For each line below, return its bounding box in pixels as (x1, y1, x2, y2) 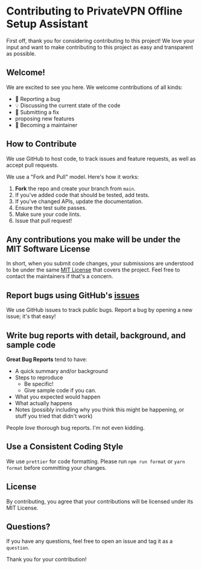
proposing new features (14, 115, 75, 122)
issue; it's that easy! (6, 313, 56, 320)
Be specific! (24, 380, 54, 388)
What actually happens (14, 400, 72, 406)
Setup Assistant (6, 17, 89, 31)
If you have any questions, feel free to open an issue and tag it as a (6, 538, 173, 545)
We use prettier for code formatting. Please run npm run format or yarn (6, 458, 185, 465)
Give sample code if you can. (24, 387, 96, 394)
